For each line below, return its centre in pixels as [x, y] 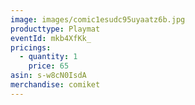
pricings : [31, 47]
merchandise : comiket [55, 85]
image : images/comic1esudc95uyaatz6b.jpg [98, 19]
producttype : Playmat [55, 29]
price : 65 [49, 66]
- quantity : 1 [48, 57]
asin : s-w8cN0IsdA [48, 76]
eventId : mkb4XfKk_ [51, 38]
